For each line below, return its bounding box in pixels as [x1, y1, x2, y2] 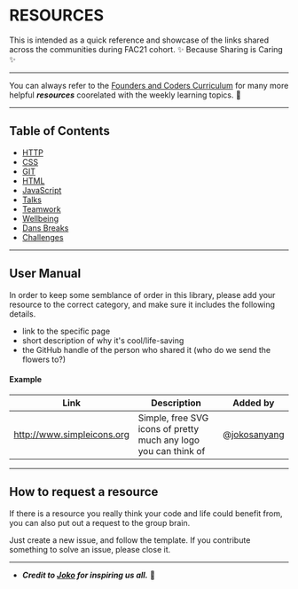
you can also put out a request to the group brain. [9, 517, 191, 528]
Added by [232, 397, 275, 409]
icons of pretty [137, 422, 200, 435]
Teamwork [21, 203, 61, 214]
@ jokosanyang [223, 428, 285, 440]
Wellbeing [21, 213, 59, 224]
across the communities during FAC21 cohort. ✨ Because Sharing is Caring [9, 43, 284, 54]
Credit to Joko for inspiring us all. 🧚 [21, 569, 155, 580]
